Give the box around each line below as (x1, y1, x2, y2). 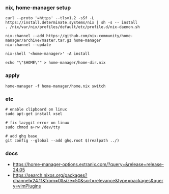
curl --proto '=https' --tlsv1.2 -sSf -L (5, 16, 95, 21)
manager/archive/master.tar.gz (5, 38, 72, 43)
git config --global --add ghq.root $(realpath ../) (5, 138, 120, 143)
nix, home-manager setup (5, 4, 71, 11)
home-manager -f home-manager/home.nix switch (5, 84, 106, 89)
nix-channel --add (5, 34, 44, 39)
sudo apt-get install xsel (5, 111, 63, 116)
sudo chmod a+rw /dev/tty (5, 124, 60, 130)
